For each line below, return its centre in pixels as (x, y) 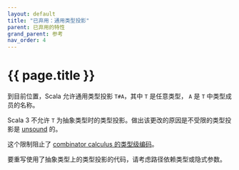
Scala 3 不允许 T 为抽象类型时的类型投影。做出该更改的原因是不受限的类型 (116, 120)
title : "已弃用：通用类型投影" (49, 21)
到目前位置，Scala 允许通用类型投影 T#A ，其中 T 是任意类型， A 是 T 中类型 (117, 96)
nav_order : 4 (27, 41)
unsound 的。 (41, 129)
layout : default (31, 14)
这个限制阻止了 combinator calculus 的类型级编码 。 (83, 144)
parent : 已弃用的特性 (36, 27)
